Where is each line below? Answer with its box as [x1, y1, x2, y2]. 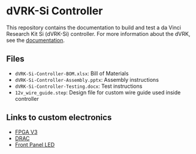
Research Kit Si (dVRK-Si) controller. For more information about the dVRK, [6, 30, 191, 37]
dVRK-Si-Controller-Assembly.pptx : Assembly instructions [14, 76, 159, 83]
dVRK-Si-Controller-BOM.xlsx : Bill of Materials [14, 70, 129, 77]
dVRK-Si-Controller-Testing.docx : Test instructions [14, 82, 143, 90]
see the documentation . [6, 36, 65, 44]
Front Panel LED [14, 141, 55, 148]
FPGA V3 [14, 128, 38, 135]
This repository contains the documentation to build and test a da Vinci [6, 24, 182, 31]
